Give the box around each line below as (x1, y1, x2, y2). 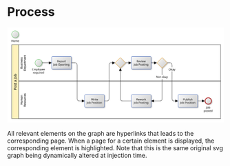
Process (7, 4, 55, 20)
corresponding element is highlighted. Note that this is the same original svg (7, 143, 224, 152)
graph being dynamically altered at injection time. (7, 151, 147, 159)
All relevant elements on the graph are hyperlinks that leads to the (7, 129, 194, 137)
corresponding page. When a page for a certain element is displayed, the (7, 137, 215, 145)
